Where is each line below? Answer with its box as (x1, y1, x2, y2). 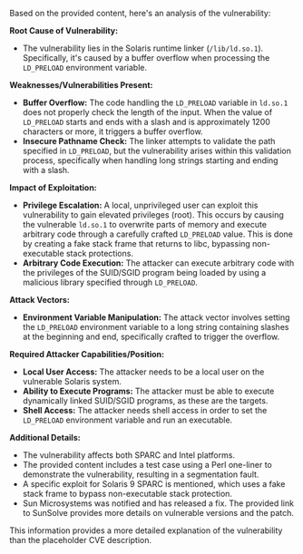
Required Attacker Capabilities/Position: (9, 349, 165, 359)
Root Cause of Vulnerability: (9, 25, 119, 35)
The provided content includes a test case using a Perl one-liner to (22, 460, 272, 470)
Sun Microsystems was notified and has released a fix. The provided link (22, 498, 295, 509)
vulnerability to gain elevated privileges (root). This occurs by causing (22, 209, 284, 220)
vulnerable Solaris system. (22, 376, 122, 386)
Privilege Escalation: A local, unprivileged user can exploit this (22, 199, 259, 210)
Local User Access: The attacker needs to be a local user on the (22, 366, 265, 377)
